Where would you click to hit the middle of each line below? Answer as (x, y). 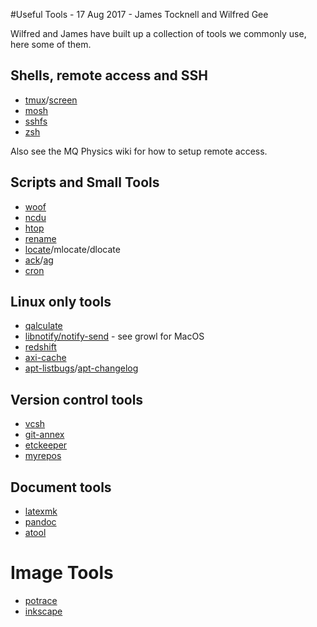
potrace (41, 600)
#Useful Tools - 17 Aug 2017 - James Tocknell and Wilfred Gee (139, 14)
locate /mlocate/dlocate (72, 249)
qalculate (43, 326)
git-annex (44, 435)
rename (40, 238)
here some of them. (51, 44)
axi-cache (45, 358)
